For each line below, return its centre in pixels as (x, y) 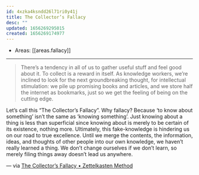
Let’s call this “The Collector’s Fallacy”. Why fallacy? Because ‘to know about (99, 111)
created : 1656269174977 (36, 34)
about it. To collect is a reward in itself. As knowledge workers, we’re (104, 74)
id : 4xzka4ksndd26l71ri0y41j (42, 12)
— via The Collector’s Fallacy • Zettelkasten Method (70, 166)
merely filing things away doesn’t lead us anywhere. (70, 154)
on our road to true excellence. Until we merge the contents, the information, (99, 135)
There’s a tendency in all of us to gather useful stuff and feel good (101, 67)
